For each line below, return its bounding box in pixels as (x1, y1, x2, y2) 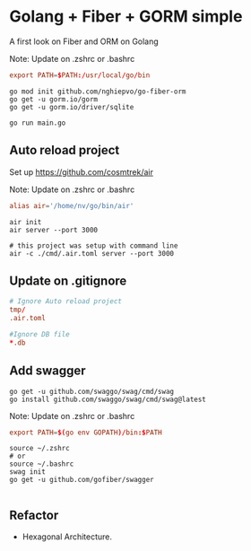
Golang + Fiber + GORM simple (9, 6, 243, 27)
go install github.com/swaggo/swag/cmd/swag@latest (9, 395, 206, 404)
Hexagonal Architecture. (22, 531, 113, 542)
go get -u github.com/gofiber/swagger (9, 476, 154, 485)
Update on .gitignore (9, 273, 127, 288)
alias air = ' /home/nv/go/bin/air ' (9, 201, 134, 210)
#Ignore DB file (9, 329, 70, 338)
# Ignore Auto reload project (9, 297, 123, 306)
